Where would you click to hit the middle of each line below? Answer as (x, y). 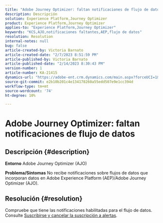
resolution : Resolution (29, 37)
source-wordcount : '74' (29, 91)
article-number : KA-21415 (31, 73)
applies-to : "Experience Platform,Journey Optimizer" (61, 28)
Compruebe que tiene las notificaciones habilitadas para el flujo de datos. (79, 210)
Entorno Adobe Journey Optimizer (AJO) (46, 164)
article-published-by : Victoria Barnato (47, 59)
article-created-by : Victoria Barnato (44, 50)
